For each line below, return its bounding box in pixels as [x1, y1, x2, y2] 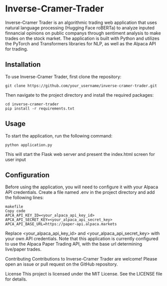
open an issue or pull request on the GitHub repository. [5, 261, 118, 267]
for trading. [5, 46, 28, 52]
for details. [5, 276, 27, 282]
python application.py [5, 143, 52, 147]
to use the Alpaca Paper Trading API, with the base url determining [5, 241, 143, 247]
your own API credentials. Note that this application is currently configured [5, 236, 159, 242]
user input [5, 156, 26, 162]
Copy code [5, 209, 26, 214]
